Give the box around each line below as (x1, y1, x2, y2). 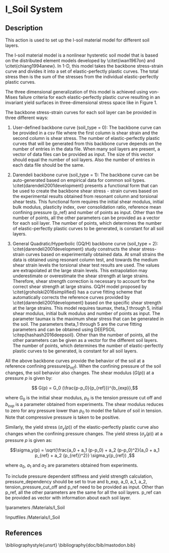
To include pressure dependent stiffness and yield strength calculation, (5, 473, 153, 479)
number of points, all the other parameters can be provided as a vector (12, 215, 160, 221)
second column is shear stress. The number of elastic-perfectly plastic (12, 135, 160, 141)
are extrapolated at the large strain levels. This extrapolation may (12, 268, 148, 273)
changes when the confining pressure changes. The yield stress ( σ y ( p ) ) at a (5, 430, 163, 438)
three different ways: (5, 115, 49, 121)
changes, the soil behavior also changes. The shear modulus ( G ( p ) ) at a (5, 370, 154, 376)
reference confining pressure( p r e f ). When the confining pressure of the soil (5, 363, 161, 370)
